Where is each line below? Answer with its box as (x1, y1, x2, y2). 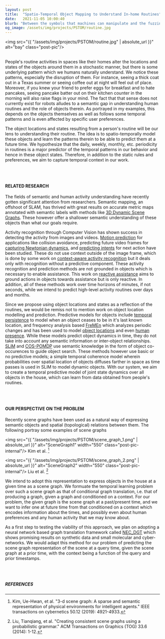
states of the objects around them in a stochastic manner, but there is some (5, 64, 158, 70)
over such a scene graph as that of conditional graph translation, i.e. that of (5, 488, 158, 494)
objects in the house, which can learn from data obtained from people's (5, 374, 150, 380)
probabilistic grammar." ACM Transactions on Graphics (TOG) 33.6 (12, 623, 147, 629)
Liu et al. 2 (27, 468, 49, 474)
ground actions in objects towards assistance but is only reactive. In (5, 276, 142, 282)
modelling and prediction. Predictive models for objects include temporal (5, 312, 152, 318)
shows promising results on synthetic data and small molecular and (5, 534, 141, 540)
